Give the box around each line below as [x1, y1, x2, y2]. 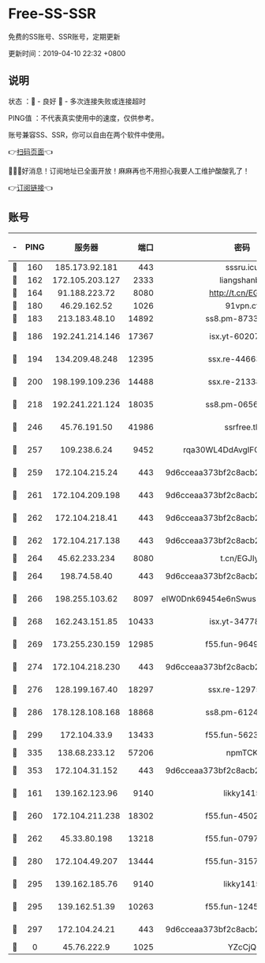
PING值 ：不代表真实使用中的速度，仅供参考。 [8, 113, 159, 122]
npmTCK [226, 747, 259, 758]
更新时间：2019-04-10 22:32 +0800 [8, 48, 126, 58]
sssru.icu [225, 261, 259, 272]
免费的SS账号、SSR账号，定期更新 [8, 32, 121, 41]
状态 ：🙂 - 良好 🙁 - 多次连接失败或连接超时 [8, 96, 146, 106]
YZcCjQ [227, 941, 257, 952]
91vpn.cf [225, 300, 259, 311]
